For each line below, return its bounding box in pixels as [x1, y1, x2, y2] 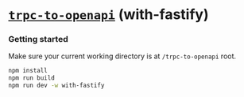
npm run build [8, 74, 56, 82]
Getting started [8, 34, 69, 45]
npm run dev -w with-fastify [8, 81, 105, 90]
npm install [8, 67, 48, 75]
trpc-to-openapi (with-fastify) [8, 6, 209, 24]
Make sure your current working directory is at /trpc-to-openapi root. [8, 51, 237, 61]
